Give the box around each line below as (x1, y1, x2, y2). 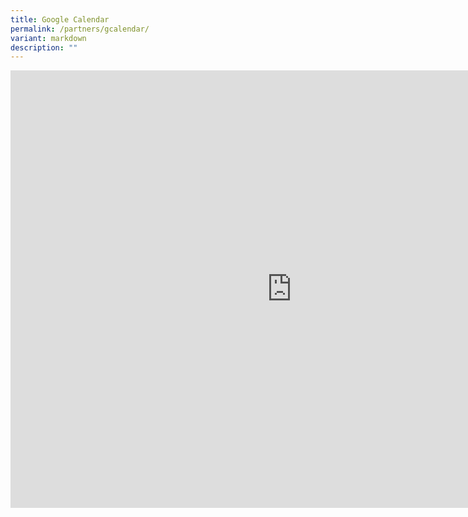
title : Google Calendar (10, 14, 110, 25)
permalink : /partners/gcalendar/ (10, 24, 150, 34)
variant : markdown (10, 33, 87, 43)
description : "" (10, 42, 78, 53)
